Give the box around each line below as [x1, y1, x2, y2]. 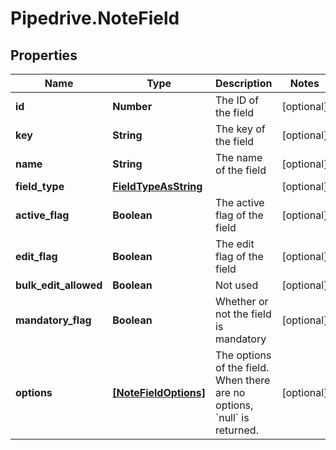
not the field [215, 307, 272, 321]
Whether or [215, 295, 269, 308]
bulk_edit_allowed [15, 278, 103, 292]
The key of [215, 122, 266, 136]
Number [112, 100, 153, 113]
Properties [10, 47, 78, 64]
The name [215, 151, 263, 164]
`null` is [215, 411, 250, 424]
